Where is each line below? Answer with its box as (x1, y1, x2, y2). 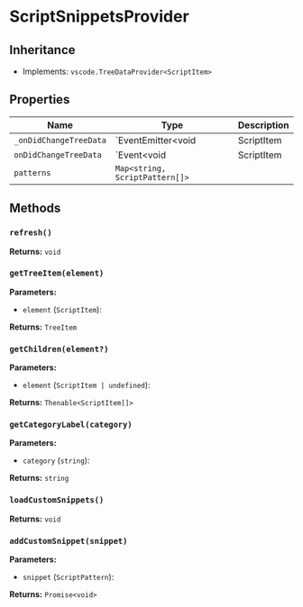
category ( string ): (22, 455, 90, 466)
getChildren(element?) (9, 344, 109, 354)
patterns (14, 168, 51, 177)
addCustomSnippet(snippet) (9, 536, 128, 546)
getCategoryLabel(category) (9, 420, 133, 430)
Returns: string (9, 473, 69, 484)
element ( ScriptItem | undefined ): (22, 380, 151, 391)
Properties (9, 92, 70, 107)
